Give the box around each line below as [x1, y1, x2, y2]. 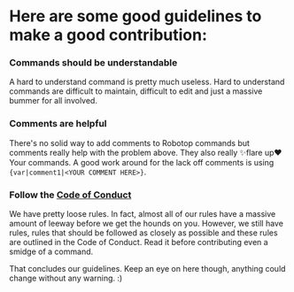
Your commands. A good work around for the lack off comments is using [9, 157, 275, 167]
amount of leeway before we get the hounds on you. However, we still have [9, 219, 283, 229]
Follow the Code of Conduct [9, 188, 132, 201]
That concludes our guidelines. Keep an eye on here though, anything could [9, 264, 286, 274]
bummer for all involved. [9, 96, 97, 106]
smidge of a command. [9, 246, 94, 257]
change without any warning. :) [9, 273, 123, 284]
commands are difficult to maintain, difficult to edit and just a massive [9, 86, 263, 96]
